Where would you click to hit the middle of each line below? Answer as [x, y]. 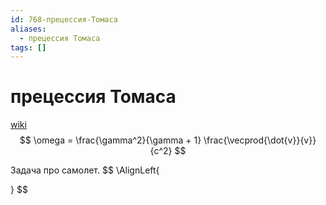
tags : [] [28, 47]
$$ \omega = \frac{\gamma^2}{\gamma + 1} [110, 140]
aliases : [28, 29]
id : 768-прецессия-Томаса [64, 19]
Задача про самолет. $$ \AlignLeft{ [85, 170]
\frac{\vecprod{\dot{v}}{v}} [260, 140]
